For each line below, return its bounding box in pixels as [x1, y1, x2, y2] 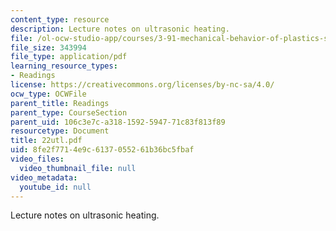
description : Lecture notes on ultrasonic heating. [10, 24, 230, 34]
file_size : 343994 [10, 42, 87, 53]
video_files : [10, 154, 65, 164]
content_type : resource [10, 14, 110, 25]
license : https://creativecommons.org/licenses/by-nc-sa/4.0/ [10, 80, 275, 90]
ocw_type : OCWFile [10, 89, 87, 99]
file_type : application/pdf [10, 52, 128, 62]
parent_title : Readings [10, 98, 110, 108]
